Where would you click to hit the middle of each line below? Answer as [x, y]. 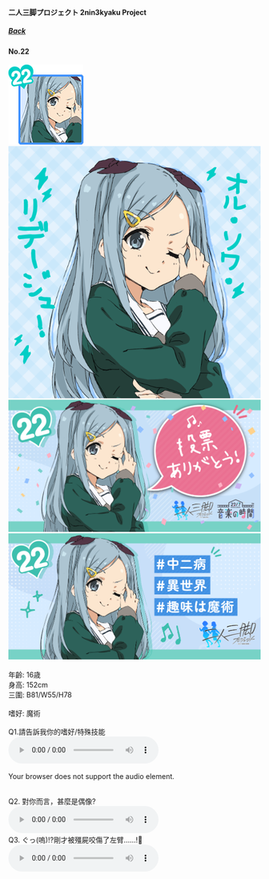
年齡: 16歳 [25, 675]
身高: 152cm [28, 685]
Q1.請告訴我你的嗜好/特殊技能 [57, 732]
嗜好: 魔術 [24, 713]
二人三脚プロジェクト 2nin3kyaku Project [77, 12]
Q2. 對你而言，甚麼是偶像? [52, 801]
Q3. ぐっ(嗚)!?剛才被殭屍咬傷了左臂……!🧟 [75, 840]
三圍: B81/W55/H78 [40, 695]
